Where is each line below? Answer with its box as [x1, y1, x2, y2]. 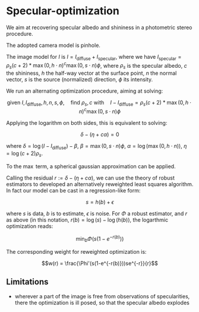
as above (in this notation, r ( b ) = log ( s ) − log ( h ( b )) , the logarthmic [6, 216, 168, 223]
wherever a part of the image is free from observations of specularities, [14, 292, 190, 300]
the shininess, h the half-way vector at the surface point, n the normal [6, 70, 177, 77]
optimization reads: [6, 223, 53, 230]
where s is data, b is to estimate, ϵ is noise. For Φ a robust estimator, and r [6, 210, 188, 218]
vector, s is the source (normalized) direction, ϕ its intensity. [6, 76, 153, 83]
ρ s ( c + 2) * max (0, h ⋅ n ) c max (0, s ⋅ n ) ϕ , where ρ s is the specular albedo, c [6, 61, 187, 71]
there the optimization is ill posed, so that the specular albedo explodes [14, 299, 190, 306]
